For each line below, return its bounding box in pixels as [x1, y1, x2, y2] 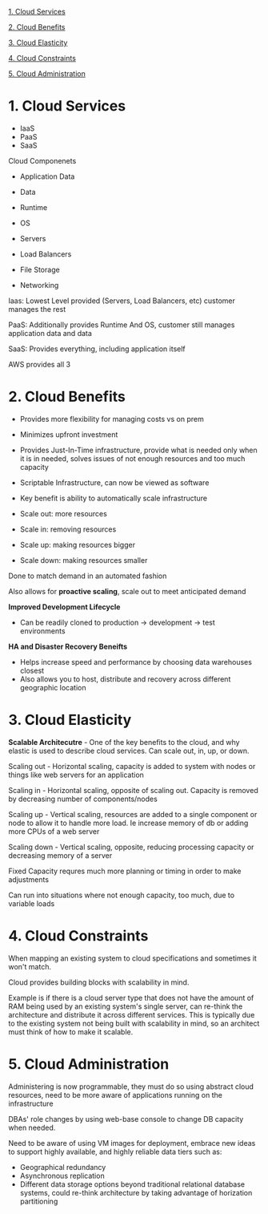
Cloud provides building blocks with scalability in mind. [8, 977, 190, 987]
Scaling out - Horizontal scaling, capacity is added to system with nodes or [8, 761, 256, 771]
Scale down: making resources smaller [19, 555, 148, 565]
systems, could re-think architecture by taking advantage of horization [19, 1188, 253, 1197]
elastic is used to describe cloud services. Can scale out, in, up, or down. [8, 746, 250, 755]
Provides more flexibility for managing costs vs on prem [19, 414, 204, 423]
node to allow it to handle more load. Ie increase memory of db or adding [8, 818, 249, 828]
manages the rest [8, 304, 66, 314]
